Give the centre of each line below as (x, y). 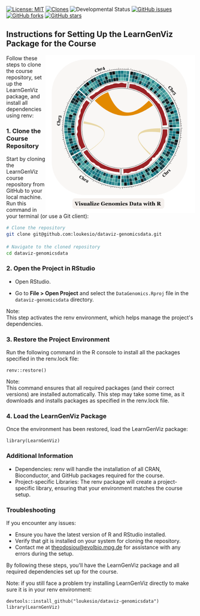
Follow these (22, 58)
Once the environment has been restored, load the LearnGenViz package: (97, 429)
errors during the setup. (44, 553)
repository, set (24, 77)
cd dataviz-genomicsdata (37, 253)
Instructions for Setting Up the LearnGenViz (90, 34)
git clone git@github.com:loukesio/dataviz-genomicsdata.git (84, 234)
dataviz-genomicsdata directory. (54, 299)
